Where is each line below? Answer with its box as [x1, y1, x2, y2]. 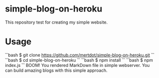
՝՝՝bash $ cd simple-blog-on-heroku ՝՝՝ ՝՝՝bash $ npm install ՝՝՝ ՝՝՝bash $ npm [5, 57, 153, 63]
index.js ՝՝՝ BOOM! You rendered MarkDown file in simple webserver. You [5, 62, 150, 68]
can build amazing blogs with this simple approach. [5, 67, 108, 73]
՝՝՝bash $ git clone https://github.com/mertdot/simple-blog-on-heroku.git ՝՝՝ [5, 52, 155, 58]
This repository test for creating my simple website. [5, 19, 108, 25]
